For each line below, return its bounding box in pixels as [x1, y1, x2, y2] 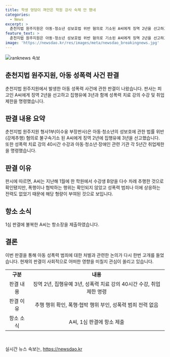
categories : [5, 12, 30, 17]
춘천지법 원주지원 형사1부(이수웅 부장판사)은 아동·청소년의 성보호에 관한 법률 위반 [5, 128, 164, 135]
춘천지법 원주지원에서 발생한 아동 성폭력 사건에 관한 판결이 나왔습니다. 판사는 [5, 85, 157, 92]
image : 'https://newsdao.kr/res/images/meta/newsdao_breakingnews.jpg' [5, 40, 159, 46]
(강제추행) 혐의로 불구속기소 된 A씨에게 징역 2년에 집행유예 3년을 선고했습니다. [5, 135, 160, 141]
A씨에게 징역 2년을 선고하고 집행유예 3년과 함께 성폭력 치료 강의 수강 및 [14, 92, 155, 98]
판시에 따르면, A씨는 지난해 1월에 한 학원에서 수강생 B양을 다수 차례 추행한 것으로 [5, 178, 164, 185]
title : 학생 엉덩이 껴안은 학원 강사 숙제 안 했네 [5, 7, 96, 13]
